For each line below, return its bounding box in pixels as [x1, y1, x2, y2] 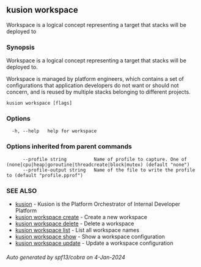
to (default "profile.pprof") [6, 172, 84, 178]
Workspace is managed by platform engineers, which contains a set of [6, 75, 185, 83]
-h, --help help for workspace [12, 128, 97, 134]
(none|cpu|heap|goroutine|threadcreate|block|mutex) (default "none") [6, 162, 190, 168]
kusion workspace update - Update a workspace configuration [15, 239, 174, 247]
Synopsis [6, 43, 35, 51]
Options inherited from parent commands [6, 142, 133, 151]
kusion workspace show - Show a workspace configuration [15, 233, 165, 240]
